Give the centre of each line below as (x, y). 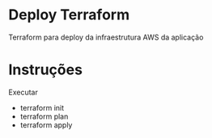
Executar (23, 92)
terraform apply (46, 125)
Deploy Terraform (69, 15)
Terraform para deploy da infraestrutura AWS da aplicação (106, 37)
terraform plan (44, 116)
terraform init (42, 107)
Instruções (46, 70)
